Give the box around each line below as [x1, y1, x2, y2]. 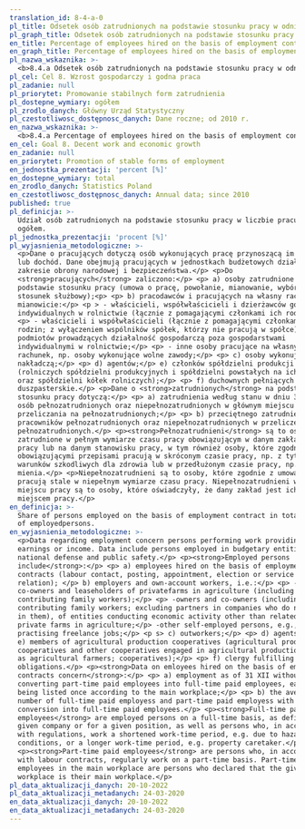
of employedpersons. [17, 519, 95, 529]
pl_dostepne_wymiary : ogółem [9, 97, 120, 107]
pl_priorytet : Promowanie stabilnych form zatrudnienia [9, 89, 225, 98]
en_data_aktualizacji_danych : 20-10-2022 [9, 797, 169, 807]
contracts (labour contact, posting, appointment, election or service [17, 570, 295, 579]
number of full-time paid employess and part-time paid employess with [17, 696, 295, 706]
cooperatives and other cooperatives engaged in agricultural [17, 646, 258, 655]
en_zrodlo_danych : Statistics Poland [9, 182, 152, 191]
